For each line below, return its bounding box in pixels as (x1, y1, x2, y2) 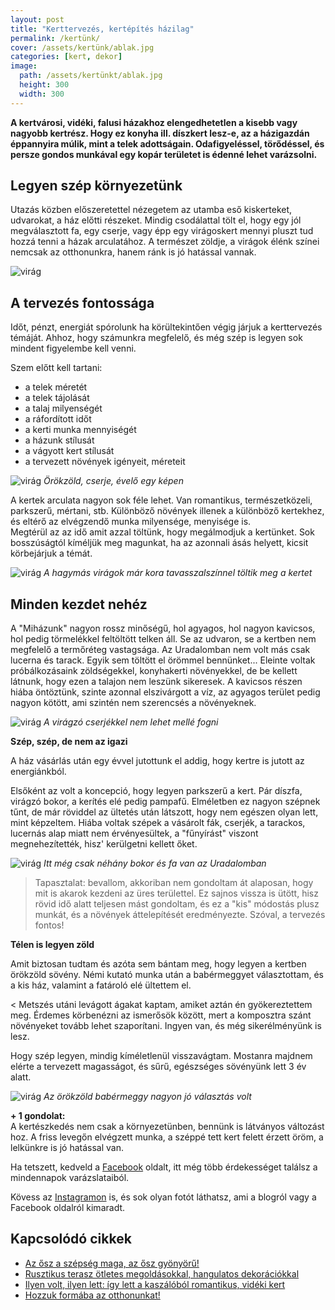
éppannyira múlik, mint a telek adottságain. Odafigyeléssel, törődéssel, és (10, 137, 325, 150)
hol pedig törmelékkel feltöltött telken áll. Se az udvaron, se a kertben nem (10, 633, 317, 645)
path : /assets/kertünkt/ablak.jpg (19, 71, 163, 81)
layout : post (10, 14, 65, 25)
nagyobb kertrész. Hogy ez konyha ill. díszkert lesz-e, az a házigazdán (10, 127, 310, 139)
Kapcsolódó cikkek (10, 1231, 132, 1248)
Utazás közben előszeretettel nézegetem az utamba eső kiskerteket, (10, 204, 293, 216)
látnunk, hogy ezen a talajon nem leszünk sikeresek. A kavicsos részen (10, 676, 303, 688)
